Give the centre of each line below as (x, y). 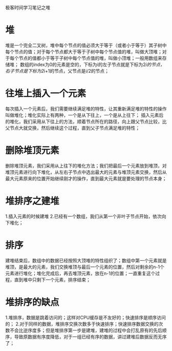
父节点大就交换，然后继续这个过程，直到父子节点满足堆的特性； (72, 128)
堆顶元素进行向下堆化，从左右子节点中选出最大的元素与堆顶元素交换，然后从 (86, 172)
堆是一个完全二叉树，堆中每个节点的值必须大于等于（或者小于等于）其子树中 (86, 45)
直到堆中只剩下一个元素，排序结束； (52, 280)
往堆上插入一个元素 (46, 94)
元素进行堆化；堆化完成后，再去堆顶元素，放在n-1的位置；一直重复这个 (80, 273)
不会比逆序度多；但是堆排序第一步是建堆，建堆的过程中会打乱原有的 (81, 330)
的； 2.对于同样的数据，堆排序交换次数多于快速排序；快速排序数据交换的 (82, 324)
